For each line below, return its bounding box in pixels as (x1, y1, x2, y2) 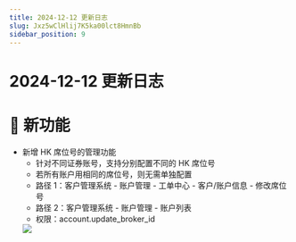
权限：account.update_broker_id (35, 213, 156, 224)
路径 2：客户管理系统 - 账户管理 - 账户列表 (35, 202, 192, 213)
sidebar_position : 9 (9, 29, 86, 38)
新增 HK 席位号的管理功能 (21, 146, 117, 157)
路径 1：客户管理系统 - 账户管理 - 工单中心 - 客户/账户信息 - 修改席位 (35, 179, 287, 190)
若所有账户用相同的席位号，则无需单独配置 (35, 169, 193, 179)
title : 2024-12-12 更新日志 (9, 13, 109, 22)
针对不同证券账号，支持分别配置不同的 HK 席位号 (35, 157, 216, 168)
